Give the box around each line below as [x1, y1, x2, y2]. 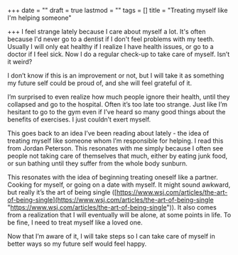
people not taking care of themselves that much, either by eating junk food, [7, 152, 228, 160]
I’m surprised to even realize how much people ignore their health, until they [7, 92, 230, 101]
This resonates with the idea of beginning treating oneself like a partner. [7, 173, 218, 181]
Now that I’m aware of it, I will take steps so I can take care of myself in [7, 232, 215, 240]
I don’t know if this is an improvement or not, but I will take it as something [7, 71, 225, 80]
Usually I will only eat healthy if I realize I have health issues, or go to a [7, 43, 215, 50]
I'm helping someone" [7, 13, 72, 22]
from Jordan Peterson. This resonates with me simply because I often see [7, 144, 224, 152]
